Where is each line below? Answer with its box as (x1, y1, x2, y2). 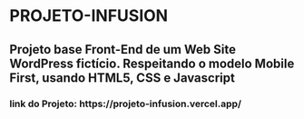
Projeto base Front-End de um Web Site (9, 42, 236, 57)
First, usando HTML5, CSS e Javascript (9, 70, 236, 85)
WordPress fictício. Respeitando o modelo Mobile (9, 55, 295, 71)
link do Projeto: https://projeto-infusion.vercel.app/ (9, 97, 242, 110)
